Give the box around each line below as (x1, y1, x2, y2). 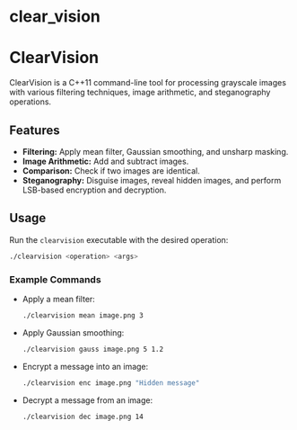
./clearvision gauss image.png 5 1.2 (22, 345, 164, 354)
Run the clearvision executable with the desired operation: (9, 234, 229, 245)
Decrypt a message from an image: (22, 394, 153, 406)
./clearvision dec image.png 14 (22, 412, 144, 421)
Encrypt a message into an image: (22, 361, 149, 372)
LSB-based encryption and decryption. (22, 184, 167, 195)
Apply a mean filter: (22, 293, 96, 304)
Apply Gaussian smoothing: (22, 327, 125, 338)
